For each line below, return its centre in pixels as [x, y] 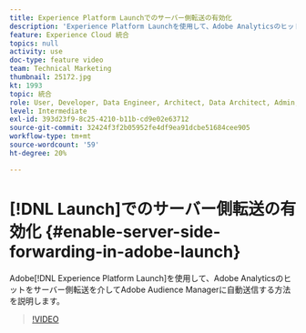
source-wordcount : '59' [55, 145]
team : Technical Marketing [61, 69]
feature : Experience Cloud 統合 [69, 35]
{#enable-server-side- [133, 232]
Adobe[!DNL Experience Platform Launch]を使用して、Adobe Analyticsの [147, 277]
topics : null [34, 43]
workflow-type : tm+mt [51, 136]
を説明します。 [37, 300]
